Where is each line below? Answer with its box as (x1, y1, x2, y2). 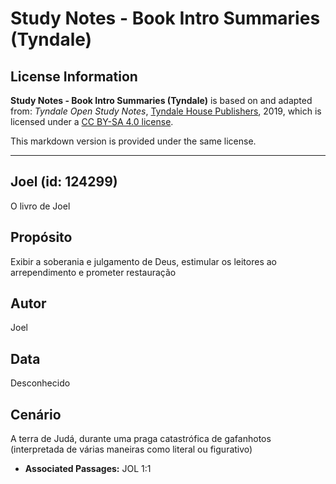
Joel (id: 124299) (10, 173, 118, 191)
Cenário (10, 406, 62, 423)
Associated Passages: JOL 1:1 (24, 463, 152, 475)
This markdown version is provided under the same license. (10, 135, 257, 147)
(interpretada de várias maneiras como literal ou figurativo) (10, 443, 253, 456)
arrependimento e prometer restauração (10, 266, 177, 278)
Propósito (10, 229, 73, 246)
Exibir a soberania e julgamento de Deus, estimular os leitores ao (10, 255, 277, 267)
